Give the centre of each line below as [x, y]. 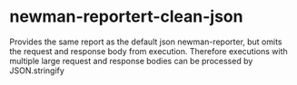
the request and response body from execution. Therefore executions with [148, 51]
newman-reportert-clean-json [126, 17]
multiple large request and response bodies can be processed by [131, 61]
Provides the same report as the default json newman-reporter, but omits [146, 42]
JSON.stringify [37, 71]
